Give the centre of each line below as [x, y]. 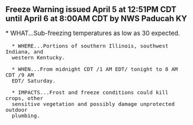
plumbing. [26, 115]
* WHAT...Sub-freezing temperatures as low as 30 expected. [93, 33]
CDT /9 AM [20, 75]
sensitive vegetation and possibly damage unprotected [93, 104]
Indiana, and [24, 51]
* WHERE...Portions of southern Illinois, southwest [90, 46]
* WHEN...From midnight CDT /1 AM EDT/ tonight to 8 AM [95, 69]
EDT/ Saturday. [34, 81]
